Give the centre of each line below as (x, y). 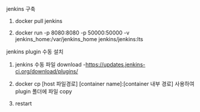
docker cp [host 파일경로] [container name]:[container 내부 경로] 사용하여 (105, 84)
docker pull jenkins (38, 21)
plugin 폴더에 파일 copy (44, 91)
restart (23, 104)
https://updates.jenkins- (115, 64)
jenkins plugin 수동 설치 (35, 51)
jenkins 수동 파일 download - (50, 64)
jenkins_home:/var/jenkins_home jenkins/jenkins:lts (79, 39)
